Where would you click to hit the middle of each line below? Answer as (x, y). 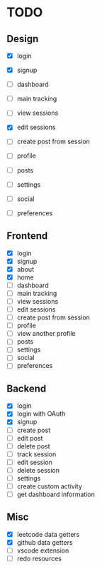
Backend (27, 388)
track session (36, 454)
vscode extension (43, 550)
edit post (30, 438)
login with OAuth (41, 414)
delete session (38, 470)
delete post (33, 446)
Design (23, 39)
